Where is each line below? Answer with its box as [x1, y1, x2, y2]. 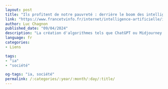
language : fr [5, 35, 32, 40]
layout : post [5, 7, 32, 12]
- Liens [5, 44, 21, 49]
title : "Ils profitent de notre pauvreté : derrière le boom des [5, 12, 144, 17]
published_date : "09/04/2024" [5, 26, 68, 31]
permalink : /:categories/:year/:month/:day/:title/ [5, 76, 115, 81]
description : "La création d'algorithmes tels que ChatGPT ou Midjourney [5, 30, 162, 35]
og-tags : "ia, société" [5, 72, 55, 77]
